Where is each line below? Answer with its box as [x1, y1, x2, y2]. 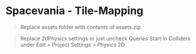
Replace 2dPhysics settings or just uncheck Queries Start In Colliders [20, 35, 191, 42]
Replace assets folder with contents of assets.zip [20, 23, 141, 31]
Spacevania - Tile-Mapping [5, 4, 144, 18]
